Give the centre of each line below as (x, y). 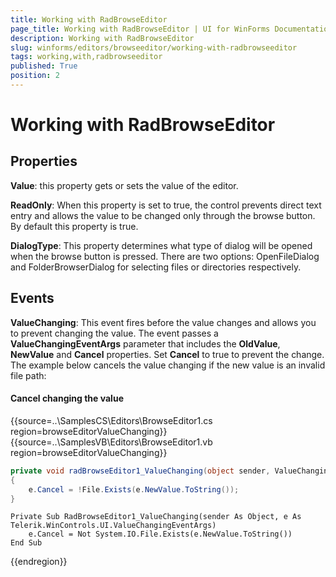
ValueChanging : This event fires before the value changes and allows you (163, 322)
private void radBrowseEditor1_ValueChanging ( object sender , (140, 471)
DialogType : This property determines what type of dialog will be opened (161, 245)
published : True (44, 66)
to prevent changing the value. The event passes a (114, 333)
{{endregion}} (39, 562)
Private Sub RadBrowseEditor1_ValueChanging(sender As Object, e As (156, 517)
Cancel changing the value (67, 398)
